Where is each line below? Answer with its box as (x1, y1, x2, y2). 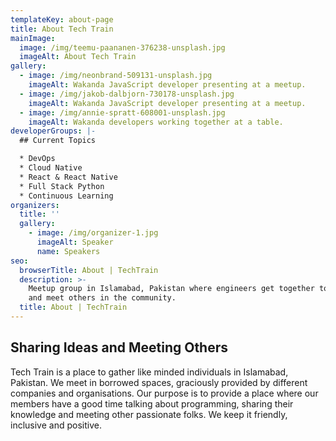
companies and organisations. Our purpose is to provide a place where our (10, 387, 319, 399)
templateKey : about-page (10, 14, 114, 25)
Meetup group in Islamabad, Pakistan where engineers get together (28, 284, 315, 294)
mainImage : (10, 33, 56, 43)
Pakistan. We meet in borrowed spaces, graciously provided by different (10, 376, 308, 388)
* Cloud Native (19, 163, 83, 173)
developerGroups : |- (10, 126, 97, 136)
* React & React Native (19, 172, 118, 182)
